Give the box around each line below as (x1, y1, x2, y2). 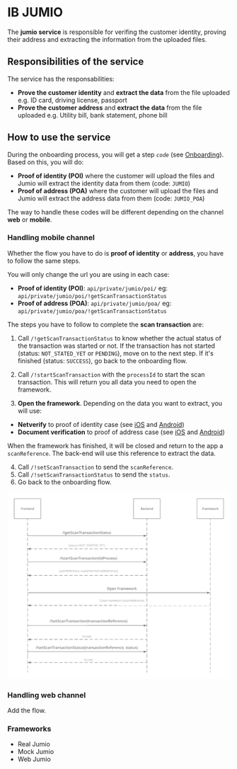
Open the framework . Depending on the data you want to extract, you (17, 399, 223, 407)
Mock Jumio (17, 748, 54, 756)
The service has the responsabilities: (7, 74, 115, 83)
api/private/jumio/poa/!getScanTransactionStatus (17, 307, 168, 315)
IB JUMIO (7, 4, 64, 21)
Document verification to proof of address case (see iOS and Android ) (17, 428, 225, 436)
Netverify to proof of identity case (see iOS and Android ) (17, 420, 185, 428)
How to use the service (7, 132, 111, 144)
